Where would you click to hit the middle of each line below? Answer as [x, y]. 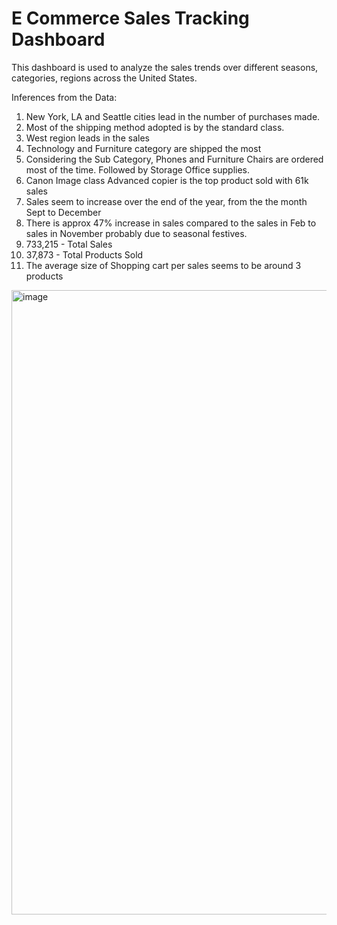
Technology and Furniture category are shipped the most [143, 148]
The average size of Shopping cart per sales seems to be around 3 [163, 265]
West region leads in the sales [87, 138]
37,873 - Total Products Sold [84, 254]
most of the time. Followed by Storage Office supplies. [138, 169]
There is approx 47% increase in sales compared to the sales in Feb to [171, 223]
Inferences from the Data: [64, 97]
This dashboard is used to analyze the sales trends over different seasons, [165, 67]
